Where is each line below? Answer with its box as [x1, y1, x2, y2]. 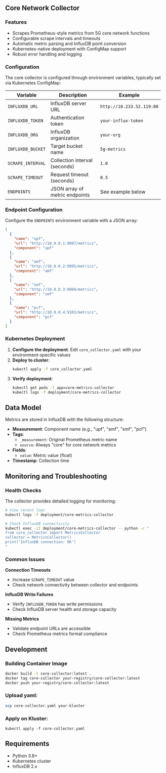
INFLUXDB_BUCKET [7, 146, 46, 152]
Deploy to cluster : [12, 357, 50, 363]
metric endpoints [50, 191, 90, 198]
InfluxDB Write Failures [5, 591, 53, 597]
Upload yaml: [5, 692, 38, 699]
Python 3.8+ [12, 753, 38, 759]
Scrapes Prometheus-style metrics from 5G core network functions [12, 30, 150, 36]
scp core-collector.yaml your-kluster [5, 703, 85, 708]
